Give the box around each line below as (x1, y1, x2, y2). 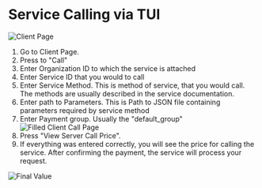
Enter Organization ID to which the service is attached (19, 63, 196, 73)
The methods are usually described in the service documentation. (19, 88, 235, 98)
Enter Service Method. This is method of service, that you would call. (19, 81, 245, 90)
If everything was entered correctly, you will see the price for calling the (19, 139, 255, 149)
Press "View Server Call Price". (19, 130, 121, 140)
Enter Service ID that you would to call (19, 72, 145, 81)
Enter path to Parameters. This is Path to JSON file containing (19, 97, 221, 107)
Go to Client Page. (19, 47, 79, 56)
